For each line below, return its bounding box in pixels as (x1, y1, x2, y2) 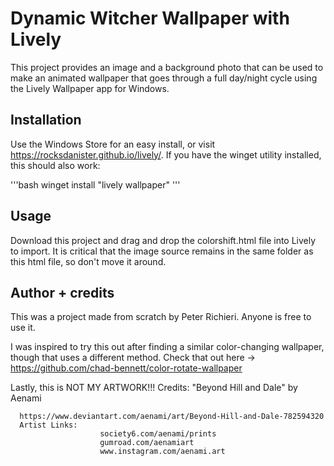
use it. (10, 322, 36, 334)
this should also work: (10, 159, 101, 171)
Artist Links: (19, 420, 78, 431)
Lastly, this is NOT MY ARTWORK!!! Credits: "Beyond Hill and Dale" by (10, 382, 298, 394)
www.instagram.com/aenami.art (99, 447, 226, 457)
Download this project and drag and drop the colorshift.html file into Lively (10, 234, 317, 246)
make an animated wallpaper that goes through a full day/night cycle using (10, 72, 318, 84)
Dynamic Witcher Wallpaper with (10, 7, 290, 30)
